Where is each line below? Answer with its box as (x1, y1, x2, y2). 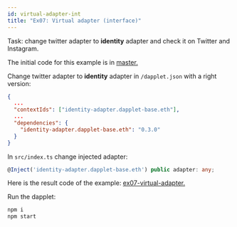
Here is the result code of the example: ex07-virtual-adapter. (7, 179, 186, 187)
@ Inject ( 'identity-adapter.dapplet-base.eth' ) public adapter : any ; (7, 166, 215, 173)
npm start (7, 213, 37, 221)
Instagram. (7, 44, 39, 53)
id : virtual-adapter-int (7, 10, 81, 18)
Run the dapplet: (7, 193, 56, 201)
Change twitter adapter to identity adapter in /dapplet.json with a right (7, 72, 217, 80)
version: (7, 79, 31, 88)
